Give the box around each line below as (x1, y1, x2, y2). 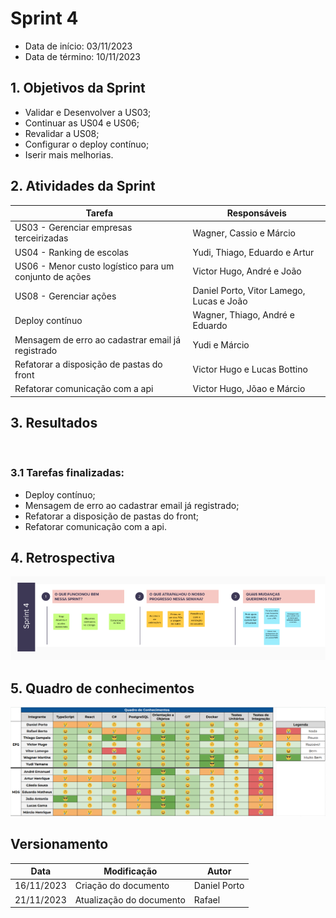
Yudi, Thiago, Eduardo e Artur (192, 246, 315, 258)
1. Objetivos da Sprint (10, 80, 146, 97)
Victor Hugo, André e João (192, 265, 302, 277)
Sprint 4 (10, 7, 79, 30)
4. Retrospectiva (10, 550, 116, 567)
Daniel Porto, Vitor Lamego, (192, 285, 306, 297)
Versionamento (10, 836, 109, 853)
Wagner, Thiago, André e (192, 309, 295, 321)
